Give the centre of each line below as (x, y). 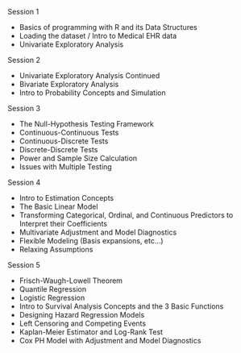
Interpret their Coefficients (63, 224)
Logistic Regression (52, 298)
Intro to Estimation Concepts (66, 198)
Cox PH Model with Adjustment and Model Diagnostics (110, 341)
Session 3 (24, 108)
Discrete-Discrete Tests (58, 150)
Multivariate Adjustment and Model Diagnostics (98, 232)
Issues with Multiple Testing (65, 167)
